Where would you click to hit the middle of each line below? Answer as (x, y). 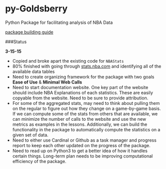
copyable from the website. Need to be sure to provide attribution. (80, 98)
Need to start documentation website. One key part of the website (80, 87)
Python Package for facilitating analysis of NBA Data (59, 22)
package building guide (29, 32)
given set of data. (30, 135)
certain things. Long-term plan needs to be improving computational (83, 156)
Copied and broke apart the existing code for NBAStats (68, 61)
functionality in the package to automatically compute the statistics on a (86, 129)
